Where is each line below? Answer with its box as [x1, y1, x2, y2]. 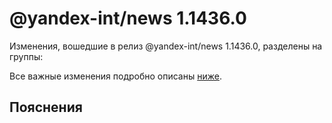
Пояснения [9, 99, 83, 116]
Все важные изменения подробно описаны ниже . [9, 70, 222, 82]
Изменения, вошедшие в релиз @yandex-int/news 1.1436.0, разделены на [9, 40, 323, 52]
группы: [9, 50, 44, 62]
